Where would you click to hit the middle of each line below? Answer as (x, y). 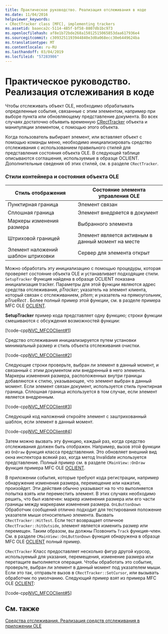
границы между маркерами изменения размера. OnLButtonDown (73, 504)
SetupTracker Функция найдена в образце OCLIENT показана (70, 279)
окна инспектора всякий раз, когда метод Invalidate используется (76, 457)
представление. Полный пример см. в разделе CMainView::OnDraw (75, 462)
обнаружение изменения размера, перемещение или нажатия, (73, 483)
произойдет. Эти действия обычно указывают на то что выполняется (79, 488)
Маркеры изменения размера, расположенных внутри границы (74, 375)
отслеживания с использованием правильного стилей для (68, 148)
